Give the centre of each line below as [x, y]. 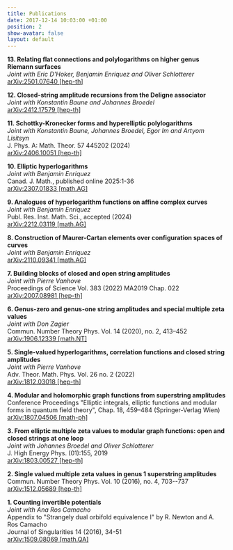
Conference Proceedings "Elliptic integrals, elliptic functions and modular [112, 403]
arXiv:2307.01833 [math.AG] [48, 189]
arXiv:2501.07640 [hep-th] [45, 81]
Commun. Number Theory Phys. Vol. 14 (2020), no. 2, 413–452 [97, 331]
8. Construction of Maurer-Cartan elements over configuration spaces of [115, 238]
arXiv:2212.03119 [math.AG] [47, 224]
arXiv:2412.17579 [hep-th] [44, 110]
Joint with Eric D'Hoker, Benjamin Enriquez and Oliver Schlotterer [101, 74]
